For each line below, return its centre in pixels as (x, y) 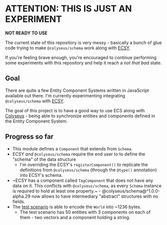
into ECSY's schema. (41, 175)
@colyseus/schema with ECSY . (35, 101)
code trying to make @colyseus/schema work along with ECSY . (68, 48)
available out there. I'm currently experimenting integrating (65, 95)
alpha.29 (21, 196)
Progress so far (29, 137)
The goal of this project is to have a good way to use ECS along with (75, 110)
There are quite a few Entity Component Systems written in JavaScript (77, 90)
